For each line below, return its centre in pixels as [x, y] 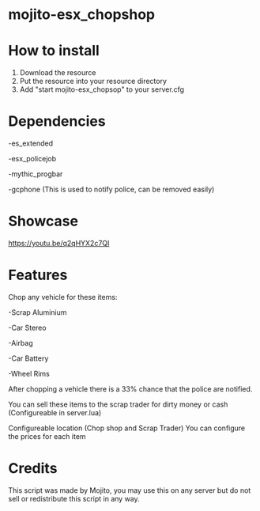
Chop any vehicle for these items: [63, 297]
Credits [33, 469]
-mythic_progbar [36, 174]
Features [38, 275]
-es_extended [31, 143]
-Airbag [21, 343]
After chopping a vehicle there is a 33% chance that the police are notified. [130, 388]
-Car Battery [28, 358]
